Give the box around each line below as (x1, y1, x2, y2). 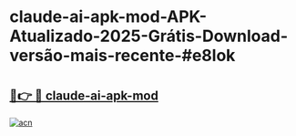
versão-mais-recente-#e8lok (9, 46, 236, 66)
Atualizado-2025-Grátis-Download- (9, 26, 289, 47)
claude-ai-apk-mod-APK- (9, 6, 208, 27)
